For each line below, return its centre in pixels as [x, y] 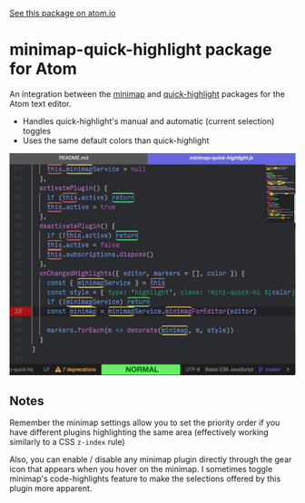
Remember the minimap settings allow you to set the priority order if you [145, 423]
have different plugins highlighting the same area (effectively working [139, 432]
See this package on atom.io [63, 13]
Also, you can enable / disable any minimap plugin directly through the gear [151, 459]
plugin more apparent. [51, 488]
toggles [37, 131]
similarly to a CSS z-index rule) [67, 442]
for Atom [43, 69]
